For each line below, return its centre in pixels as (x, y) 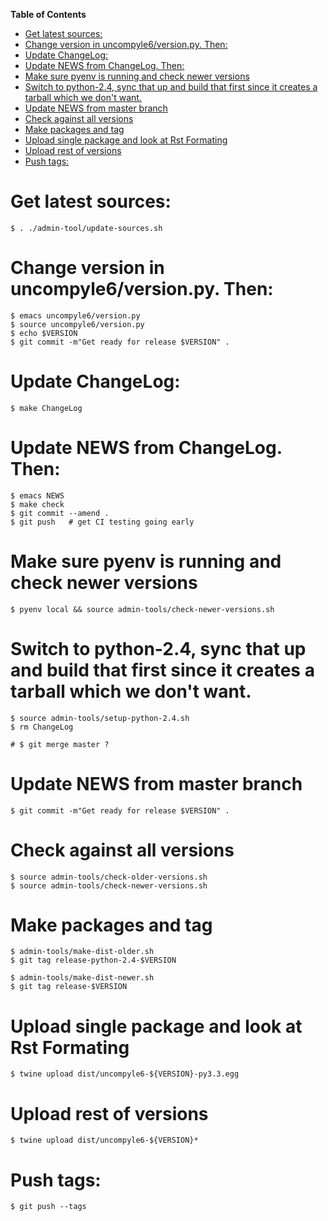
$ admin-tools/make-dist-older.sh (82, 952)
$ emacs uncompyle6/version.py (75, 315)
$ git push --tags (48, 1207)
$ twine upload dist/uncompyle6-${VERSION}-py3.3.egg (125, 1074)
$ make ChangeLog (46, 408)
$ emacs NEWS (37, 495)
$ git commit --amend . (60, 513)
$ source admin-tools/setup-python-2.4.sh (100, 718)
